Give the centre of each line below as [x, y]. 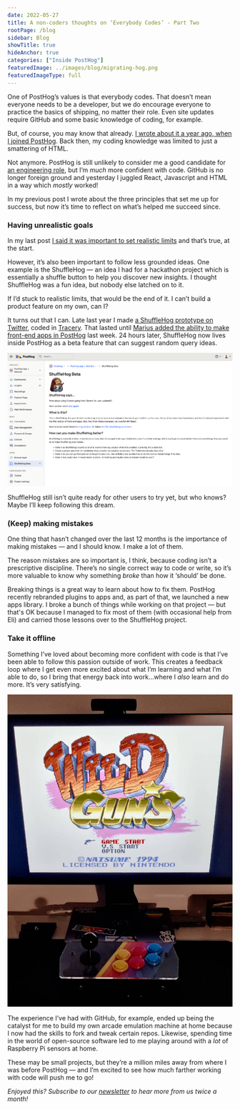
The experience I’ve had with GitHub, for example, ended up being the [111, 1018]
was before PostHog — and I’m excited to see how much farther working [114, 1070]
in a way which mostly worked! [53, 185]
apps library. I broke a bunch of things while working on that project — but [117, 605]
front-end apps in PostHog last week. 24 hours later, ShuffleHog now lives [117, 335]
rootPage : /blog [31, 30]
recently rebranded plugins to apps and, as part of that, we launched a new [118, 597]
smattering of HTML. [38, 148]
